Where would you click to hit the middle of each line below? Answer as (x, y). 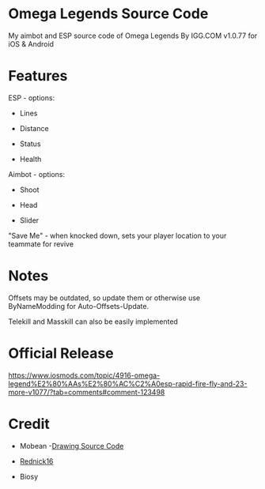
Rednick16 (36, 461)
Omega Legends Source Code (108, 14)
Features (38, 76)
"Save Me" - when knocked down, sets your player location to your (117, 235)
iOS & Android (31, 43)
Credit (29, 424)
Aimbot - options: (37, 174)
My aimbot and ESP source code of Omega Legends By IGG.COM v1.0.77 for (133, 36)
